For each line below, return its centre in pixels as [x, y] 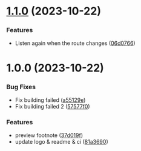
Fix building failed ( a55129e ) [50, 100]
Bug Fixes [21, 87]
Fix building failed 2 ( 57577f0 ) [52, 106]
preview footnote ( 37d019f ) [49, 135]
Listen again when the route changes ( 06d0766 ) [75, 43]
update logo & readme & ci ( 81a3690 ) [61, 142]
